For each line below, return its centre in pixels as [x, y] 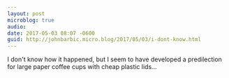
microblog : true [31, 20]
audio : [17, 26]
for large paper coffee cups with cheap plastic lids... [82, 67]
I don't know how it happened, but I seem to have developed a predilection [114, 59]
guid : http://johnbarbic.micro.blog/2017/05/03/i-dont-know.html [104, 40]
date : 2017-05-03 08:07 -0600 [51, 33]
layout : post [26, 14]
